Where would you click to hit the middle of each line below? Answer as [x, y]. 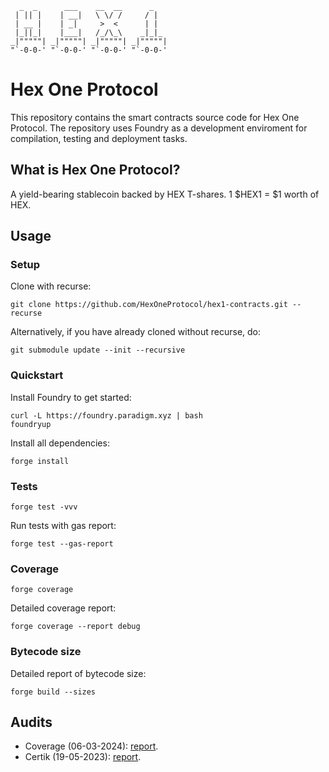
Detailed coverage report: [63, 608]
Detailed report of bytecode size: [78, 673]
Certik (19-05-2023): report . [83, 757]
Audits [31, 722]
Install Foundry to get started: [71, 397]
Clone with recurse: [51, 286]
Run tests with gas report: [63, 526]
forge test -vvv [44, 507]
